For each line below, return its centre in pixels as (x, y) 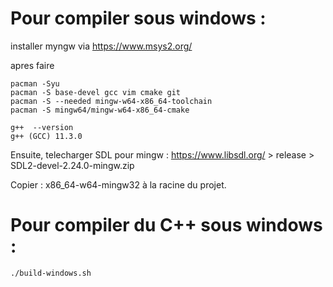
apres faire (32, 65)
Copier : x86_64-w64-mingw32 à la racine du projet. (118, 184)
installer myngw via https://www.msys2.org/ (101, 46)
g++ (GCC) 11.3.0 (46, 136)
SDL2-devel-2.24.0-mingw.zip (72, 165)
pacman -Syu (35, 83)
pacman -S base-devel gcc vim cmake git (96, 92)
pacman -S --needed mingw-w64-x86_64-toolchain (111, 101)
